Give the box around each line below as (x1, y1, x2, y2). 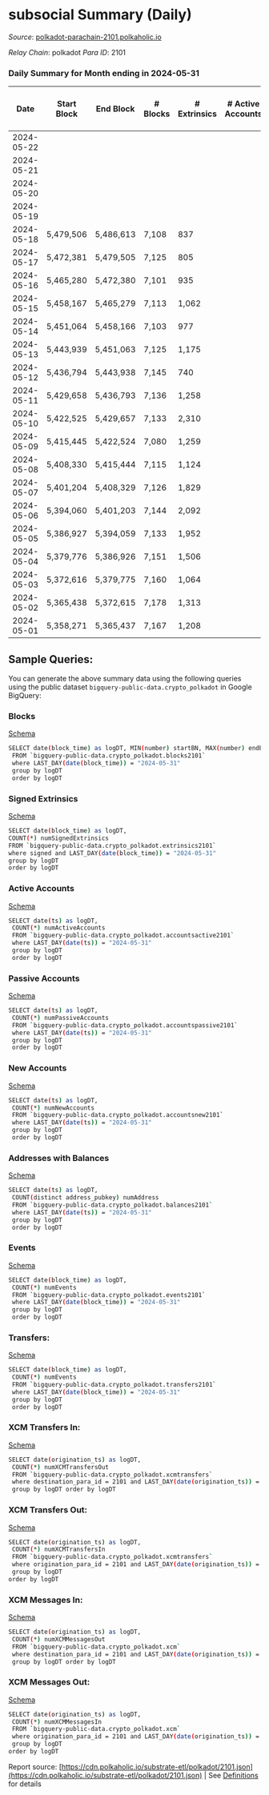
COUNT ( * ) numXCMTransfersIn (11, 1545, 106, 1554)
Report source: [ (8, 1761, 62, 1771)
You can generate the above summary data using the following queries (8, 674, 242, 684)
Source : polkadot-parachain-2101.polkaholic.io (8, 32, 162, 42)
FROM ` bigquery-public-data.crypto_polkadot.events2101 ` (11, 1291, 206, 1299)
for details (8, 1779, 42, 1789)
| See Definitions (203, 1770, 259, 1780)
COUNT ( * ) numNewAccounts (11, 1103, 94, 1112)
